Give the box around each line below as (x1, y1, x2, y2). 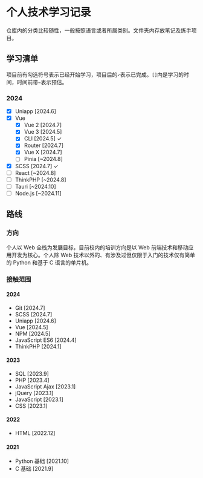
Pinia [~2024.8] (24, 156, 63, 163)
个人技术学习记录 (6, 5, 92, 19)
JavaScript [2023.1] (14, 396, 63, 403)
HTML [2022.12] (14, 430, 56, 437)
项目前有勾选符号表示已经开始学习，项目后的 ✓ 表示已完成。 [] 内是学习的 (6, 71, 184, 78)
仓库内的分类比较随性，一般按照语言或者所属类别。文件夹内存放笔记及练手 (6, 27, 192, 34)
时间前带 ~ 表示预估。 (16, 78, 68, 85)
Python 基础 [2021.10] (14, 457, 69, 465)
